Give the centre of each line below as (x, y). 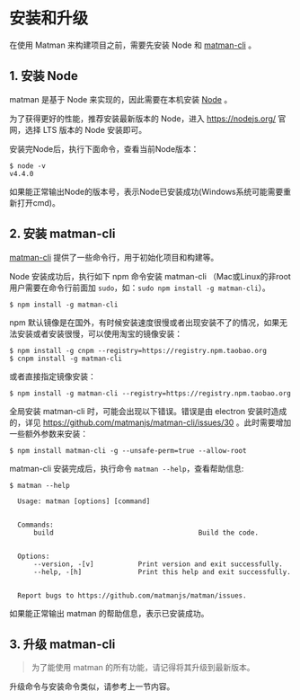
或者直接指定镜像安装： (53, 376)
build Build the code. (146, 532)
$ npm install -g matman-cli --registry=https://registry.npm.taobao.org (150, 393)
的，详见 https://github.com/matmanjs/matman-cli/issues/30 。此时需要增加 (150, 422)
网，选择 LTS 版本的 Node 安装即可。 (78, 129)
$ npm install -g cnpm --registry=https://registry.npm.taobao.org (138, 350)
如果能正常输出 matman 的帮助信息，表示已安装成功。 (109, 613)
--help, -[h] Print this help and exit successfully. (162, 572)
